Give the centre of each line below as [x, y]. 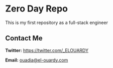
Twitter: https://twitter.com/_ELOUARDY [47, 50]
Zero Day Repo [36, 9]
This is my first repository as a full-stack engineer [56, 22]
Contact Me [24, 38]
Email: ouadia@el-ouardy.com [37, 60]
